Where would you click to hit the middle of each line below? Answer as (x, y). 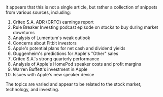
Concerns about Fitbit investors (45, 43)
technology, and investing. (33, 89)
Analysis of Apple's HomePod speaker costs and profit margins (77, 64)
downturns (24, 32)
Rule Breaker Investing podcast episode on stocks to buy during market (85, 27)
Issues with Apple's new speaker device (53, 74)
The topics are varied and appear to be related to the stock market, (74, 84)
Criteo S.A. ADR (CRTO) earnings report (53, 22)
